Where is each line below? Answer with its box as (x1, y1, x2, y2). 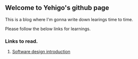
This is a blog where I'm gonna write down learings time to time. (5, 16, 134, 22)
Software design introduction (12, 49, 70, 55)
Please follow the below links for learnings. (5, 26, 91, 32)
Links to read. (5, 38, 38, 45)
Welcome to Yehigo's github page (5, 4, 109, 12)
